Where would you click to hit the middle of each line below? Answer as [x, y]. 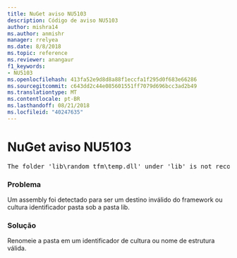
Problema [24, 184]
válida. [17, 248]
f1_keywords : [26, 66]
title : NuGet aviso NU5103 [47, 14]
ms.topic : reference [38, 54]
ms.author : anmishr [36, 33]
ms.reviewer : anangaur [41, 60]
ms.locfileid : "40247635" [45, 112]
